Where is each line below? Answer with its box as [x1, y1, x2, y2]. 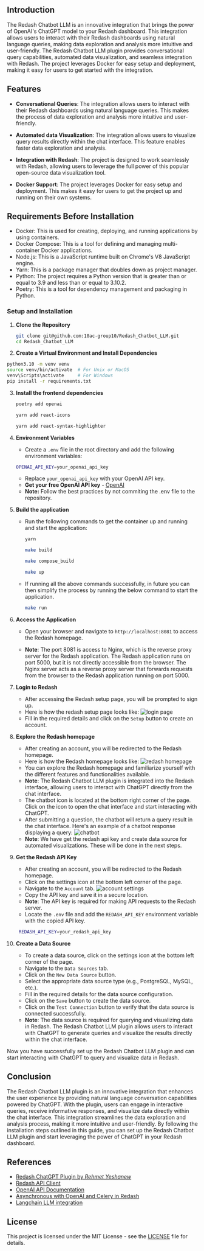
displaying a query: [24, 829, 73, 836]
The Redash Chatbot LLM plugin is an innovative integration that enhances [7, 1087, 194, 1095]
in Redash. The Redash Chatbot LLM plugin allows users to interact [24, 1022, 193, 1030]
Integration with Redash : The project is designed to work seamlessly [15, 156, 189, 163]
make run [24, 605, 47, 611]
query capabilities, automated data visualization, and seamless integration [7, 53, 192, 60]
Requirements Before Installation [7, 211, 134, 221]
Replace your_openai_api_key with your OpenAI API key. [24, 475, 165, 483]
